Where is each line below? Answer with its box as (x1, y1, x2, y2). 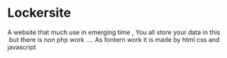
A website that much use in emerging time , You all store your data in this (7, 28, 221, 36)
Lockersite (7, 5, 72, 21)
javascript (7, 43, 37, 51)
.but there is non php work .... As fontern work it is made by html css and (7, 35, 220, 43)
